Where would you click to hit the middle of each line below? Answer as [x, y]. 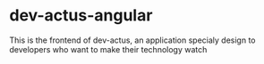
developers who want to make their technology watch [108, 49]
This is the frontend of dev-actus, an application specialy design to [133, 40]
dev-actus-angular [81, 16]
